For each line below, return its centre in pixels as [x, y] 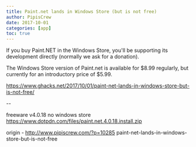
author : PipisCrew [29, 17]
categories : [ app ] [29, 28]
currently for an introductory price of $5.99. [59, 74]
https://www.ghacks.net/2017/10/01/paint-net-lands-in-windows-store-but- [98, 86]
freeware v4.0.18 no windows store [49, 115]
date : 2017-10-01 [27, 22]
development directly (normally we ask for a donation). [73, 57]
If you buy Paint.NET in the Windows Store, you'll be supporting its [87, 50]
